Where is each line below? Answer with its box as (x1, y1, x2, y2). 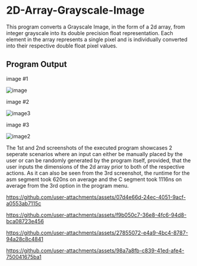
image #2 (6, 98, 30, 105)
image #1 (6, 75, 28, 82)
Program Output (6, 59, 67, 69)
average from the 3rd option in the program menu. (6, 182, 129, 189)
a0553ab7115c (6, 199, 42, 207)
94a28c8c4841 (6, 235, 43, 242)
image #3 (6, 121, 30, 128)
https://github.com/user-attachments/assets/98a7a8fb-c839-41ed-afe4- (6, 247, 185, 254)
